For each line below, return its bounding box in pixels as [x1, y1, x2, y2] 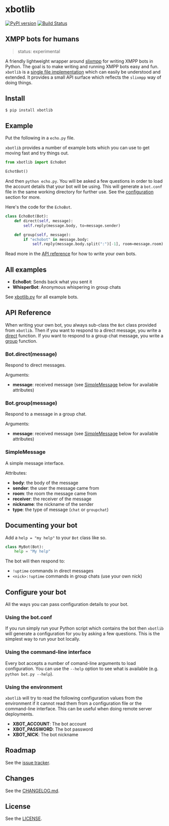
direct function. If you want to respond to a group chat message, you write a [5, 332, 164, 339]
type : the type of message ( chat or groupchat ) [12, 506, 109, 512]
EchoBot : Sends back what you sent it [12, 279, 92, 285]
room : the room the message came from [12, 490, 97, 496]
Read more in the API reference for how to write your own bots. [5, 251, 137, 257]
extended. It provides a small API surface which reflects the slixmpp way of [5, 74, 161, 80]
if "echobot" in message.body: [23, 237, 89, 242]
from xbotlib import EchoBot [5, 160, 67, 165]
